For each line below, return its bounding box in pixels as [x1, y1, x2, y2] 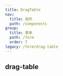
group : [5, 26, 19, 31]
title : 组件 [9, 16, 33, 21]
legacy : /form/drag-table [5, 44, 58, 49]
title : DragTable [5, 7, 41, 12]
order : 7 [9, 40, 28, 45]
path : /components [9, 21, 48, 26]
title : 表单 [9, 30, 33, 35]
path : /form [9, 35, 34, 40]
